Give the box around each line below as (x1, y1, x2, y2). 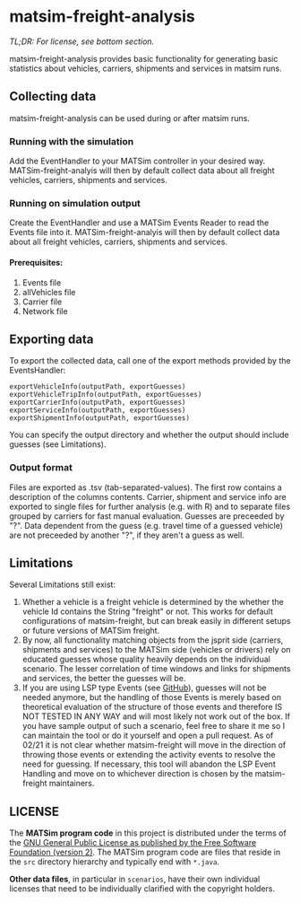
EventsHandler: (9, 365, 66, 376)
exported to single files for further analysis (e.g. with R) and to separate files (9, 501, 291, 512)
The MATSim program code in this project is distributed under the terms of (9, 828, 287, 838)
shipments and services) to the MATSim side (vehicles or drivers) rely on (21, 644, 291, 655)
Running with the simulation (9, 135, 134, 147)
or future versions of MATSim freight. (21, 626, 160, 636)
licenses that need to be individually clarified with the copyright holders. (9, 883, 276, 894)
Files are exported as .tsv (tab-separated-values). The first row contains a (9, 482, 282, 493)
